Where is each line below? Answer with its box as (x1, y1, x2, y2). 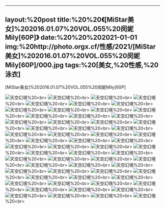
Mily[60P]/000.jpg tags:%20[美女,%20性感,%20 (5, 61, 159, 69)
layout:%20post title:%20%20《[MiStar (5, 16, 128, 24)
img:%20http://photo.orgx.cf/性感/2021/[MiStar (5, 43, 156, 51)
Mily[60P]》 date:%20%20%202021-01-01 (5, 33, 137, 42)
